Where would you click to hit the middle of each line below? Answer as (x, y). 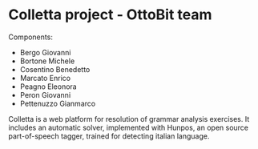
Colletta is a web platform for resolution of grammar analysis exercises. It (129, 119)
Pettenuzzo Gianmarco (58, 103)
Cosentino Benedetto (55, 69)
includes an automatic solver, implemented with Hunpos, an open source (129, 127)
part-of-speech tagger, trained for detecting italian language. (109, 136)
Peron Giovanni (45, 95)
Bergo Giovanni (45, 52)
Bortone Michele (47, 61)
